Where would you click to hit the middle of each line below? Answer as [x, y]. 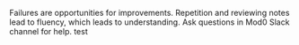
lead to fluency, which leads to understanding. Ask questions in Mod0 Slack [149, 22]
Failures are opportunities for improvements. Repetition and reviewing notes [149, 13]
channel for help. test [48, 31]
